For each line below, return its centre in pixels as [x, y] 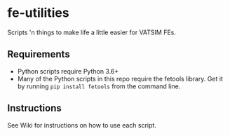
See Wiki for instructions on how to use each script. [82, 125]
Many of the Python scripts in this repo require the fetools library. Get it [120, 79]
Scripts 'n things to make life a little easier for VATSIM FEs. [92, 32]
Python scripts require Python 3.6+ [68, 71]
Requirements [39, 54]
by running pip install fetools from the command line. [99, 86]
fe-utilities [38, 13]
